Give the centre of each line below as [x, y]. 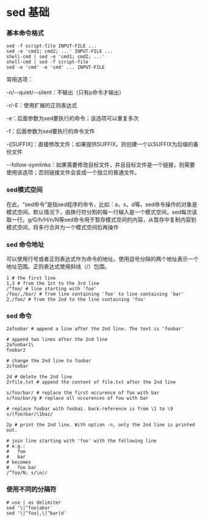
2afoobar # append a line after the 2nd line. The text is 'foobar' [95, 329]
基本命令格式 [25, 33]
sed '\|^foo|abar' [30, 508]
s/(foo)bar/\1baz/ [30, 414]
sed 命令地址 [25, 245]
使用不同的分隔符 [31, 490]
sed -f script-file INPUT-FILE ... [52, 46]
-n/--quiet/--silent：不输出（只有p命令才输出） [66, 93]
